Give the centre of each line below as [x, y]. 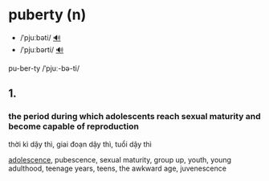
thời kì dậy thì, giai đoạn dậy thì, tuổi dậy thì [80, 144]
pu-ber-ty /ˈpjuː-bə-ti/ [44, 68]
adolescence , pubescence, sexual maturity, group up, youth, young [120, 159]
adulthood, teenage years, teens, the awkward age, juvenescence [118, 168]
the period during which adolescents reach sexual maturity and [134, 117]
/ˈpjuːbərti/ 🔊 [42, 49]
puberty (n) [47, 15]
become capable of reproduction [73, 126]
